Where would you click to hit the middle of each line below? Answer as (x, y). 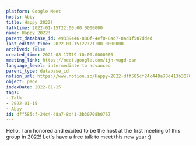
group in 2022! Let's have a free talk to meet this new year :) (79, 137)
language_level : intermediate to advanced (58, 65)
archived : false (26, 49)
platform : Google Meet (34, 11)
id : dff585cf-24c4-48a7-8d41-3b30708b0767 (58, 114)
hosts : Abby (20, 17)
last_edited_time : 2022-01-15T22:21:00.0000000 (65, 44)
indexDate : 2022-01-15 (34, 87)
